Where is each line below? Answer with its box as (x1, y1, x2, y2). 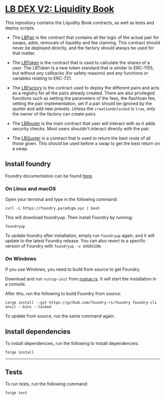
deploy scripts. (5, 25, 35, 30)
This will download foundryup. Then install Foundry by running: (5, 215, 133, 221)
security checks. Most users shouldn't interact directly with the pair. (12, 125, 150, 131)
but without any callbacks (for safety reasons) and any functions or (12, 70, 148, 76)
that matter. (12, 50, 36, 56)
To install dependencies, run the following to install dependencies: (5, 341, 139, 346)
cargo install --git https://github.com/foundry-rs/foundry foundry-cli (5, 300, 157, 305)
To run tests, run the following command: (5, 381, 88, 387)
